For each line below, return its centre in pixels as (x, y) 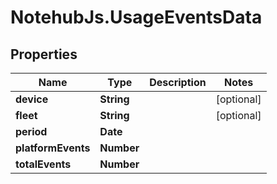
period (31, 131)
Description (178, 82)
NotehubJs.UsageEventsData (136, 17)
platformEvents (53, 148)
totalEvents (43, 164)
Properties (44, 54)
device (32, 99)
